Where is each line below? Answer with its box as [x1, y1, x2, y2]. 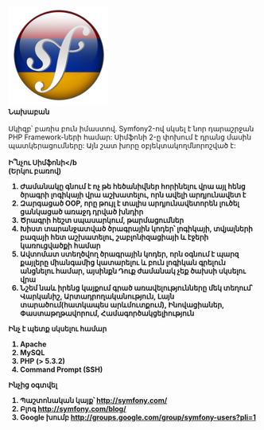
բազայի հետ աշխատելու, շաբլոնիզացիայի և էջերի [19, 233, 209, 241]
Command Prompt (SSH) [19, 365, 103, 374]
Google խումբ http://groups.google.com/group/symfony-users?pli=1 [19, 412, 257, 422]
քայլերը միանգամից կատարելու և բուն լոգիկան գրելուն [19, 258, 227, 267]
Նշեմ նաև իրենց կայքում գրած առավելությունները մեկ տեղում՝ [19, 283, 253, 292]
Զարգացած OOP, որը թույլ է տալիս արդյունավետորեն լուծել [19, 198, 240, 208]
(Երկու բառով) [8, 166, 62, 175]
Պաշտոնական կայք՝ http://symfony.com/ [19, 396, 168, 405]
